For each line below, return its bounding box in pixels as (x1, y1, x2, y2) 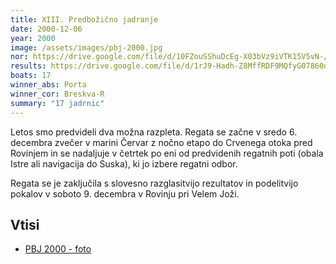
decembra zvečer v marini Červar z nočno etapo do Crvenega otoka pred (10, 136, 313, 148)
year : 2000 (10, 33, 56, 43)
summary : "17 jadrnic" (10, 98, 105, 108)
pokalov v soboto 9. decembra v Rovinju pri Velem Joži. (10, 187, 240, 200)
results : (10, 61, 47, 71)
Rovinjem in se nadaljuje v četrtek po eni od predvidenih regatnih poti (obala (10, 147, 324, 159)
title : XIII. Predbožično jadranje (10, 14, 159, 25)
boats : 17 (10, 71, 52, 81)
